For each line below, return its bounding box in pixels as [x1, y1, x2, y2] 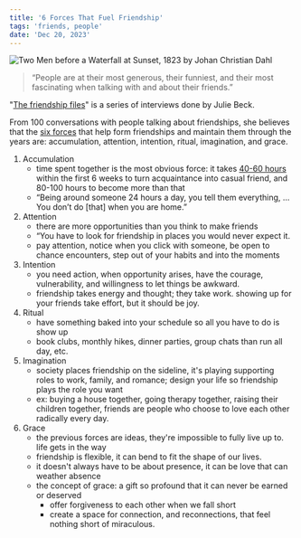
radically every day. [35, 413, 109, 424]
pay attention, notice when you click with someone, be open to [35, 241, 270, 251]
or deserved [35, 490, 82, 501]
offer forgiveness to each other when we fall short [49, 499, 237, 511]
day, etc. [35, 345, 69, 357]
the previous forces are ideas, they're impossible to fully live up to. [35, 432, 285, 443]
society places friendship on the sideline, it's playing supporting [35, 365, 275, 376]
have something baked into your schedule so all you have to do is [35, 317, 280, 328]
